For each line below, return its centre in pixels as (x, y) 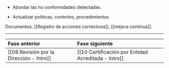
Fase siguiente (95, 43)
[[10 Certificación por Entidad (113, 52)
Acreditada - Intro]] (101, 58)
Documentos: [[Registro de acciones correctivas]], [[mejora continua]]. (79, 26)
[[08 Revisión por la (31, 52)
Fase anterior (24, 43)
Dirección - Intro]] (29, 58)
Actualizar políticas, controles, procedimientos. (61, 17)
